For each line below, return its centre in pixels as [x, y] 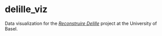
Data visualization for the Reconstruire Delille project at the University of [81, 23]
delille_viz [26, 9]
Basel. [11, 28]
